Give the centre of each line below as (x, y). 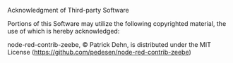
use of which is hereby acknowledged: (64, 31)
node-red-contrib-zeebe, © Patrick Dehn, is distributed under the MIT (109, 44)
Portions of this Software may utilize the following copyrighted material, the (117, 23)
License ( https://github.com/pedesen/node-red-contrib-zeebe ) (100, 52)
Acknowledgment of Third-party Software (68, 10)
